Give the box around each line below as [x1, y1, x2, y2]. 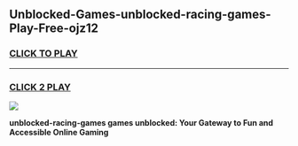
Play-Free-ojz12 [9, 21, 99, 36]
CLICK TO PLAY [9, 48, 78, 60]
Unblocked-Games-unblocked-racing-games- [9, 7, 272, 22]
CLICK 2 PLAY [9, 81, 71, 93]
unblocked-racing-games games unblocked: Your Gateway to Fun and [9, 117, 273, 127]
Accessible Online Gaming [9, 127, 109, 137]
